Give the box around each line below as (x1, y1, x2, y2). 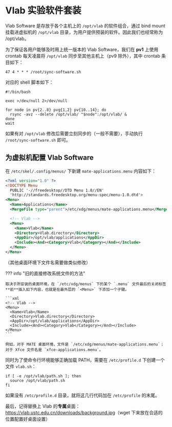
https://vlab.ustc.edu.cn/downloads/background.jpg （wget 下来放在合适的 (5, 409, 163, 416)
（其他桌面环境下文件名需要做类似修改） (5, 259, 91, 265)
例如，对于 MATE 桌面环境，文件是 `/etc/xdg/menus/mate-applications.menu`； (5, 342, 164, 347)
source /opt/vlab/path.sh (10, 378, 66, 383)
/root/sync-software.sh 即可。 (5, 137, 71, 143)
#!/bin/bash (5, 89, 31, 94)
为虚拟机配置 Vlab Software (5, 153, 94, 162)
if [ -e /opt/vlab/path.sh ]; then (5, 373, 81, 379)
